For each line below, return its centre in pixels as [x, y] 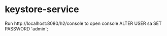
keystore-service [42, 9]
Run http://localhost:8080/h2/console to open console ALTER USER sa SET [83, 23]
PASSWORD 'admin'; [27, 28]
